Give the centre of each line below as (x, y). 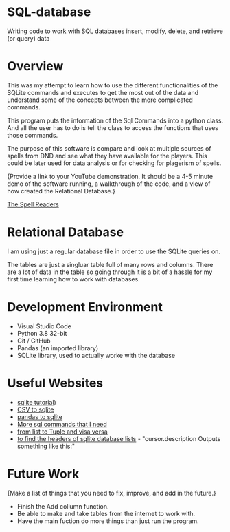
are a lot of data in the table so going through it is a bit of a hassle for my (110, 272)
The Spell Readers (33, 204)
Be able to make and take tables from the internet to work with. (106, 513)
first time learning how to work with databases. (74, 279)
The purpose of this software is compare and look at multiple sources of (109, 148)
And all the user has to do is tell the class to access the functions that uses (113, 127)
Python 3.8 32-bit (42, 333)
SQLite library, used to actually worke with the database (96, 355)
